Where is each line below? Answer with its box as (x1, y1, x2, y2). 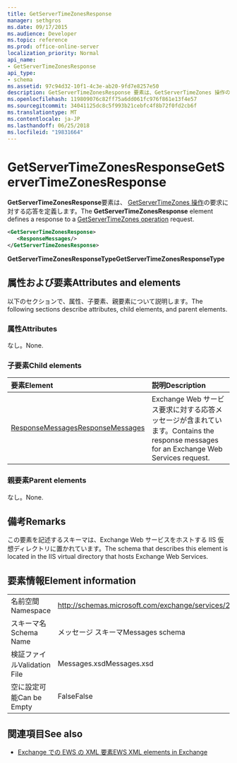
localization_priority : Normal (7, 50, 99, 57)
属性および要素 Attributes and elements (7, 277, 181, 289)
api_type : (7, 69, 37, 76)
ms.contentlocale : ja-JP (7, 115, 80, 122)
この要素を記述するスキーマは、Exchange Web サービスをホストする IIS (7, 536, 217, 544)
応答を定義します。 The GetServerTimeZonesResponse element (25, 207, 214, 215)
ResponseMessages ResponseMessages (11, 423, 145, 433)
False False (57, 692, 93, 702)
